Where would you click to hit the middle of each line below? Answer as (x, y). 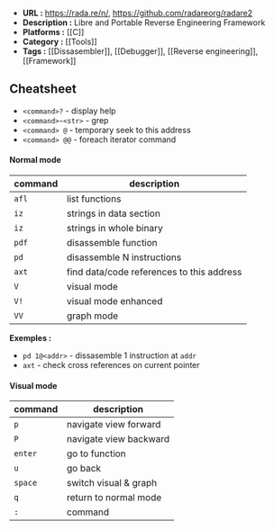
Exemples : (31, 338)
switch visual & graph (112, 483)
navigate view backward (118, 439)
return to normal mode (114, 498)
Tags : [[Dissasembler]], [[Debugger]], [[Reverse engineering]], (140, 51)
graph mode (92, 316)
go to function (96, 454)
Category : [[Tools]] (59, 41)
